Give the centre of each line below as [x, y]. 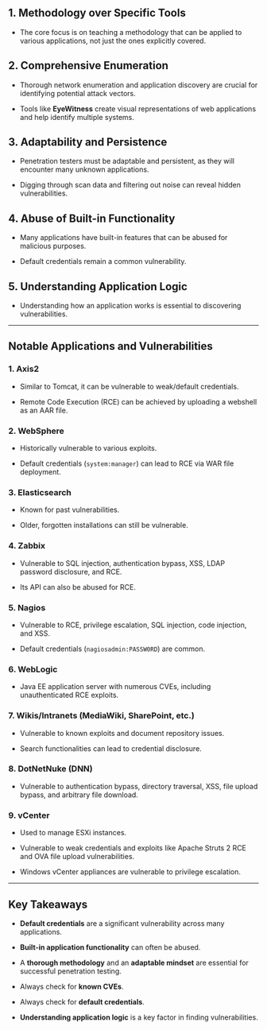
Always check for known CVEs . [72, 986]
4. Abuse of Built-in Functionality [92, 218]
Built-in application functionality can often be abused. [110, 947]
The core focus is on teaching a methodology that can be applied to [131, 32]
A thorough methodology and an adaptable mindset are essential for [134, 962]
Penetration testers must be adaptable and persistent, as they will [127, 161]
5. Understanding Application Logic [98, 287]
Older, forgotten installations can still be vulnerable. [104, 525]
